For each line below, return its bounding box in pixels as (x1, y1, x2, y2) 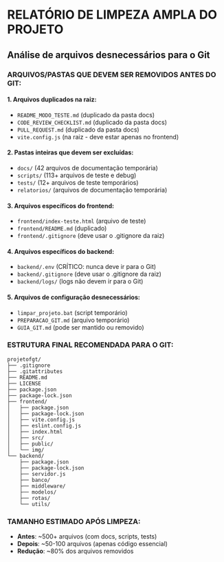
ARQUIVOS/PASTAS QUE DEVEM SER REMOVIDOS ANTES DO (7, 70, 216, 79)
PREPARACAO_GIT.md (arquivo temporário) (16, 316, 130, 324)
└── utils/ (19, 501, 51, 508)
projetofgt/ (7, 356, 41, 363)
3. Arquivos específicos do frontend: (7, 201, 115, 210)
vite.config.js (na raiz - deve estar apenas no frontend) (16, 132, 179, 141)
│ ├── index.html (7, 428, 63, 435)
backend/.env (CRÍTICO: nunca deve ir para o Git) (16, 263, 157, 271)
